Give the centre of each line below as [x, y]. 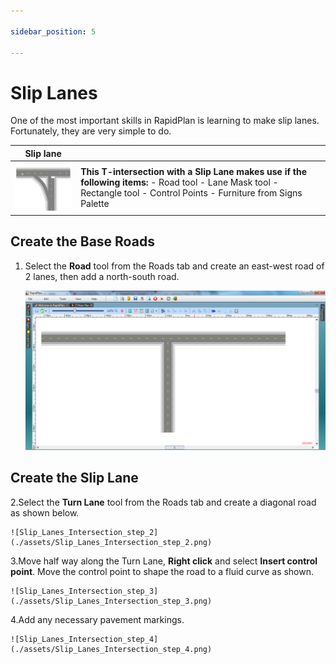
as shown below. [45, 512]
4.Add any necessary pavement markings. [97, 619]
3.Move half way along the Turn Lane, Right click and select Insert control [164, 561]
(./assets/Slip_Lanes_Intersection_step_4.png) [111, 649]
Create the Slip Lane [74, 478]
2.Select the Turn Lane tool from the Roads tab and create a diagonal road [163, 502]
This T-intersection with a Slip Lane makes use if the [194, 172]
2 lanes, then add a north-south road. [102, 276]
